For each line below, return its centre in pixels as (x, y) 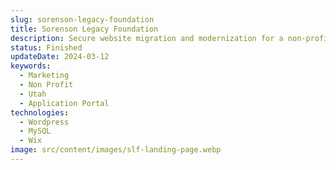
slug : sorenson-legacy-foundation (82, 19)
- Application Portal (64, 103)
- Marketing (44, 76)
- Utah (33, 94)
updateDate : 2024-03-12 (60, 57)
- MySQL (35, 131)
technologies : (40, 112)
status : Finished (46, 47)
